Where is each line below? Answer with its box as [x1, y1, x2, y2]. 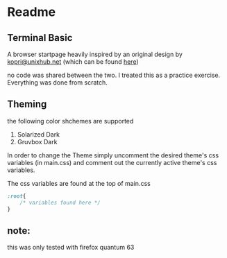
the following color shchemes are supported [7, 117, 134, 125]
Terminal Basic [7, 32, 73, 44]
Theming [7, 98, 47, 110]
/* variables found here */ [19, 199, 101, 206]
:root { [7, 192, 26, 200]
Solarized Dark [17, 130, 60, 139]
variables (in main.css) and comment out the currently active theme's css [7, 158, 217, 166]
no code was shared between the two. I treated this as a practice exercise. [7, 71, 221, 79]
